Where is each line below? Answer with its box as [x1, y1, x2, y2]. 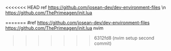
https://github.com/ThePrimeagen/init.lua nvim [5, 25, 104, 31]
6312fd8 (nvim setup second [94, 35, 155, 41]
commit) [94, 40, 112, 46]
